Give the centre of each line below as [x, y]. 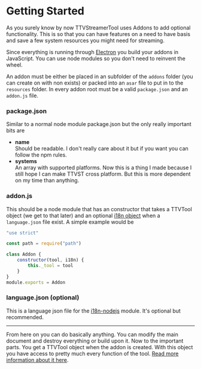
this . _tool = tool [51, 266]
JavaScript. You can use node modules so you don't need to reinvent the [96, 58]
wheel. [14, 65]
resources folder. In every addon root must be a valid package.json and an [97, 89]
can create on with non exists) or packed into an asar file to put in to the [95, 83]
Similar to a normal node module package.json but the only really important [99, 124]
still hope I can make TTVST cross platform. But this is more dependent [103, 174]
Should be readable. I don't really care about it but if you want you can [101, 149]
